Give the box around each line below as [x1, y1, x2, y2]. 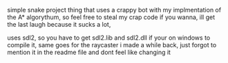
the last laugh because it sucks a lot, [7, 21, 111, 28]
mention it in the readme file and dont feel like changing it [7, 48, 171, 56]
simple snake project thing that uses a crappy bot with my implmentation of [7, 6, 222, 14]
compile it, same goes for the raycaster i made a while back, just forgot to [7, 41, 217, 49]
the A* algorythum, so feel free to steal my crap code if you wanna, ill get [7, 13, 216, 21]
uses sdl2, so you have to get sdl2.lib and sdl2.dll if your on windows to [7, 34, 211, 42]
